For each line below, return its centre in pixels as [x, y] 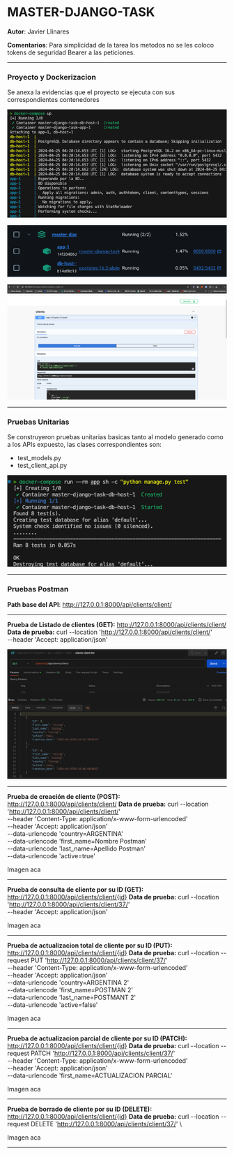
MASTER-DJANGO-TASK [81, 12]
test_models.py [39, 458]
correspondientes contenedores [53, 100]
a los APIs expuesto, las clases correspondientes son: [85, 445]
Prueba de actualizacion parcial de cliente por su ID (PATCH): [97, 1038]
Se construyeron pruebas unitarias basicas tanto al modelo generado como [116, 437]
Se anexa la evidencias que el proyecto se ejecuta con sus [91, 92]
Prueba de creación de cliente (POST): [64, 796]
